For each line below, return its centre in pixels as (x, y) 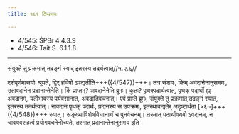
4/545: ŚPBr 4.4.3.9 (47, 40)
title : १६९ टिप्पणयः (32, 14)
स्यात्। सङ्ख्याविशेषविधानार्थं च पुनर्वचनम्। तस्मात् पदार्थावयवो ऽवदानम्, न (131, 114)
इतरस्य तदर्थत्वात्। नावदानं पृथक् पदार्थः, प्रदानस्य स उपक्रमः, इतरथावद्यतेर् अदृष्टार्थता (102, 106)
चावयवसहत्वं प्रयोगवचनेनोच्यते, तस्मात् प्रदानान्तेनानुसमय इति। (75, 122)
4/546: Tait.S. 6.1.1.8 (47, 48)
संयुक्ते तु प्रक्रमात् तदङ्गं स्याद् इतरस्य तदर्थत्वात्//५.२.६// (72, 68)
